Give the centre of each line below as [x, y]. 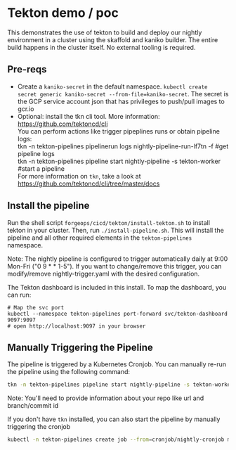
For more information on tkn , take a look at [79, 176]
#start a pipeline [41, 168]
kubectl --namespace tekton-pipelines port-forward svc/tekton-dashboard [118, 314]
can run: [19, 295]
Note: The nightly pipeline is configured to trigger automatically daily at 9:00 [118, 259]
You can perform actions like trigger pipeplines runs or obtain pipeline [118, 131]
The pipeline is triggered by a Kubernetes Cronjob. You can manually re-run [117, 364]
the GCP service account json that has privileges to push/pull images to [121, 101]
